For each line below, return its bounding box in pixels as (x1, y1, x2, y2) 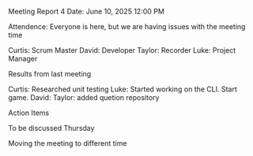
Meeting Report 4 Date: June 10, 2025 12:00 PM (8, 7, 164, 16)
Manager (8, 54, 38, 63)
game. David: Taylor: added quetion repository (8, 93, 160, 102)
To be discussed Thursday (8, 124, 95, 132)
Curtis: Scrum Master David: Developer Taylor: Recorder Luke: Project (8, 46, 236, 54)
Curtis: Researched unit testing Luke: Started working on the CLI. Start (8, 84, 237, 94)
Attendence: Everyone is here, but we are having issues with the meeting (8, 22, 246, 31)
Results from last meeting (8, 69, 92, 78)
